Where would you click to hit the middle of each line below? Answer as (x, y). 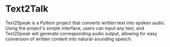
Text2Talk (27, 9)
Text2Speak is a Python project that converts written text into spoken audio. (85, 23)
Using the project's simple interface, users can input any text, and (75, 28)
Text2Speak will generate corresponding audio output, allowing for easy (81, 33)
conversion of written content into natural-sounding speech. (69, 39)
